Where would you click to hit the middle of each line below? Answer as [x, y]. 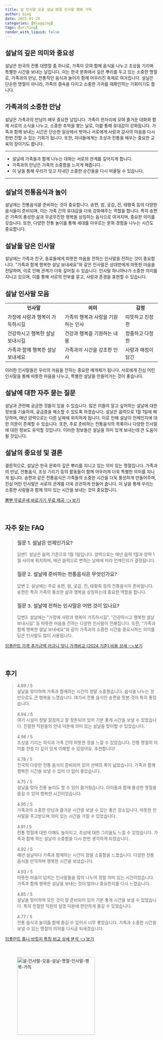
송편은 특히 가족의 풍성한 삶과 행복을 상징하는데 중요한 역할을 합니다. [81, 592]
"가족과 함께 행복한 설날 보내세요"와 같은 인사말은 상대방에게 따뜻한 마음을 [85, 265]
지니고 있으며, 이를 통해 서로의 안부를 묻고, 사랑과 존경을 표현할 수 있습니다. [76, 277]
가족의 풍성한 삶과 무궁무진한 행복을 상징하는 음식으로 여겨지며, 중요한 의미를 [82, 217]
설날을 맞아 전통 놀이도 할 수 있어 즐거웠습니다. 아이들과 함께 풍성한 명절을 [87, 787]
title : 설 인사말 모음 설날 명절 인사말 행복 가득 [49, 9]
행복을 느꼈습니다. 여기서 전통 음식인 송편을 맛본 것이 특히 [93, 697]
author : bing [18, 14]
